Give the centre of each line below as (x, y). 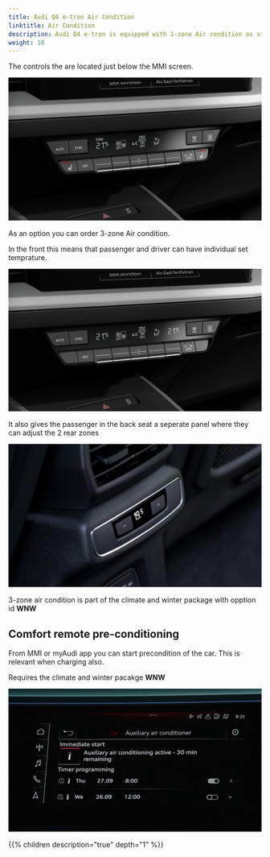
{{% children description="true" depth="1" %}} (86, 844)
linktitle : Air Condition (51, 25)
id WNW (22, 609)
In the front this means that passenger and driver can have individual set (128, 249)
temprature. (28, 257)
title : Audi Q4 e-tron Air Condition (72, 17)
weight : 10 (27, 43)
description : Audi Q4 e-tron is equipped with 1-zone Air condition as (131, 34)
